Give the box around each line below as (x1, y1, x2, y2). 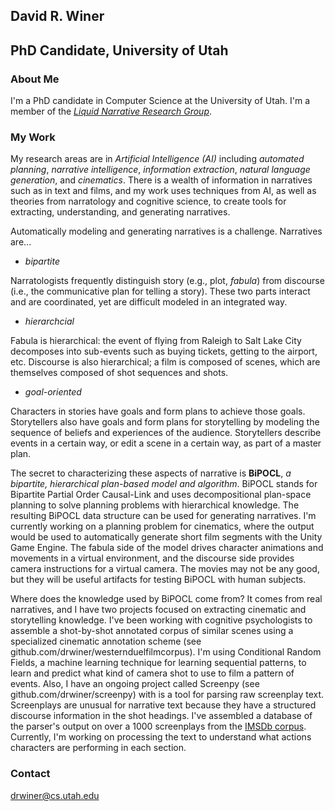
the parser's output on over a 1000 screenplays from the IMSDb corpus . (10, 720, 307, 733)
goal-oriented (24, 386, 82, 398)
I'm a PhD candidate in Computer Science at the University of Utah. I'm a (10, 95, 311, 107)
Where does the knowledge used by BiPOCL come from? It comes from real (10, 593, 323, 605)
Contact (10, 767, 51, 781)
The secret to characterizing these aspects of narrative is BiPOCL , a (10, 467, 292, 479)
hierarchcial (24, 315, 75, 328)
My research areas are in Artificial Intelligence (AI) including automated (10, 153, 305, 165)
